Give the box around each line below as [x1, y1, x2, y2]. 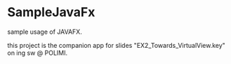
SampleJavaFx [7, 4, 95, 20]
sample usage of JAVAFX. [7, 27, 82, 36]
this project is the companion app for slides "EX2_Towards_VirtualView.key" [7, 41, 226, 49]
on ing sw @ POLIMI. [7, 49, 68, 57]
